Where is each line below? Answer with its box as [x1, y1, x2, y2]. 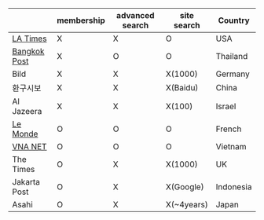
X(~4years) [165, 200, 208, 210]
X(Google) [165, 181, 204, 192]
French [215, 123, 242, 134]
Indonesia [215, 181, 252, 192]
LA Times [12, 33, 47, 44]
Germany [215, 68, 250, 79]
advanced [116, 10, 155, 20]
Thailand [215, 51, 248, 61]
